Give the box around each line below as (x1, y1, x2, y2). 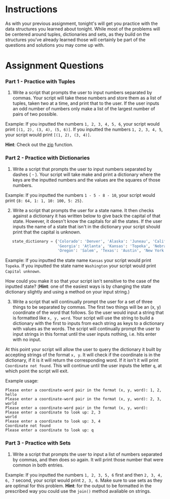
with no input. (12, 337, 41, 343)
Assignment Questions (5, 60, 104, 72)
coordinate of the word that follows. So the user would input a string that (12, 309, 164, 316)
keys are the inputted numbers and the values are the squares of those (12, 177, 160, 183)
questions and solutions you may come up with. (5, 42, 105, 48)
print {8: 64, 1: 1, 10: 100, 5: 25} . (5, 197, 83, 203)
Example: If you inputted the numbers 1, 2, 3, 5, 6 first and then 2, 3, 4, (5, 472, 163, 478)
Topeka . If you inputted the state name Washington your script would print (5, 263, 156, 269)
